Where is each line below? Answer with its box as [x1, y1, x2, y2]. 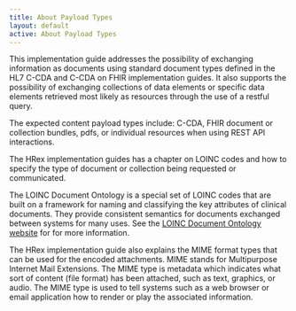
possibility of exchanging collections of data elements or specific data [9, 82, 265, 93]
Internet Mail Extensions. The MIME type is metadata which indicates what [9, 263, 282, 275]
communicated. [9, 173, 66, 183]
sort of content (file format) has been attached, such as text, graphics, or [9, 273, 277, 284]
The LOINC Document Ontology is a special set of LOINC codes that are [9, 190, 272, 200]
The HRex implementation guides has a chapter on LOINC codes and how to [9, 154, 287, 165]
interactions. [9, 136, 55, 147]
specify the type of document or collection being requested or [9, 163, 237, 174]
